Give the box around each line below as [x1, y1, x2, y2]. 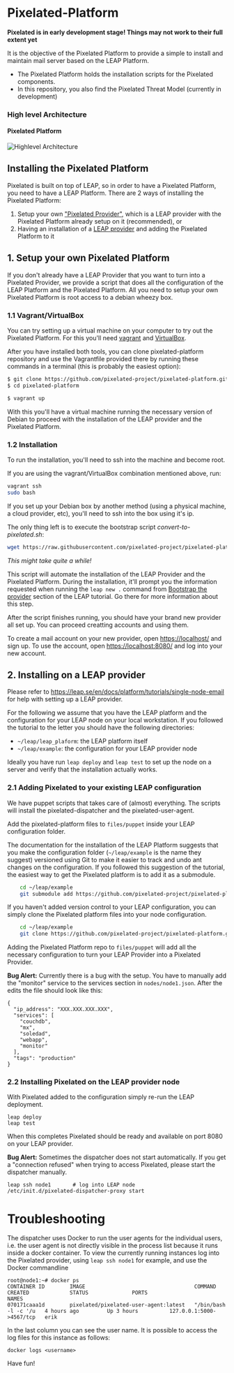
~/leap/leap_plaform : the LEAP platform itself [17, 737, 148, 746]
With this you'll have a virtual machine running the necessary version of [7, 407, 212, 416]
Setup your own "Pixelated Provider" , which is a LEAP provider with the [17, 210, 221, 218]
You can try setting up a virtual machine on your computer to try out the [7, 326, 213, 335]
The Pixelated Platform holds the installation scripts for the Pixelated [17, 70, 214, 78]
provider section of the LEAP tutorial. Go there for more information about [7, 592, 218, 600]
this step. [7, 600, 34, 608]
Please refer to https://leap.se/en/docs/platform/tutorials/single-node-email [7, 688, 225, 696]
